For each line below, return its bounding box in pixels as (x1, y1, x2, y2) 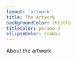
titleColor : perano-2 (6, 25, 61, 32)
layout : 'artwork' (6, 8, 52, 15)
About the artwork (6, 47, 52, 54)
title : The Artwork (6, 14, 55, 20)
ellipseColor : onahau (6, 31, 61, 37)
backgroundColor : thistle (6, 20, 71, 26)
